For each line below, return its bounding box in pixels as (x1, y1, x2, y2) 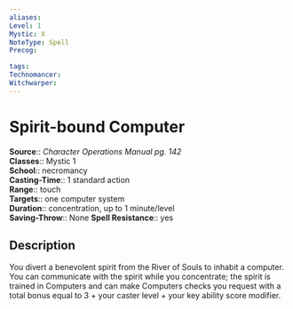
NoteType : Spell (9, 37, 69, 47)
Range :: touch (9, 184, 61, 194)
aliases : (9, 12, 42, 22)
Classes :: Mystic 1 (9, 155, 76, 166)
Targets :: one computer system (9, 193, 125, 204)
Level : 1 (9, 21, 42, 30)
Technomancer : (9, 70, 62, 80)
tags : (9, 62, 29, 71)
